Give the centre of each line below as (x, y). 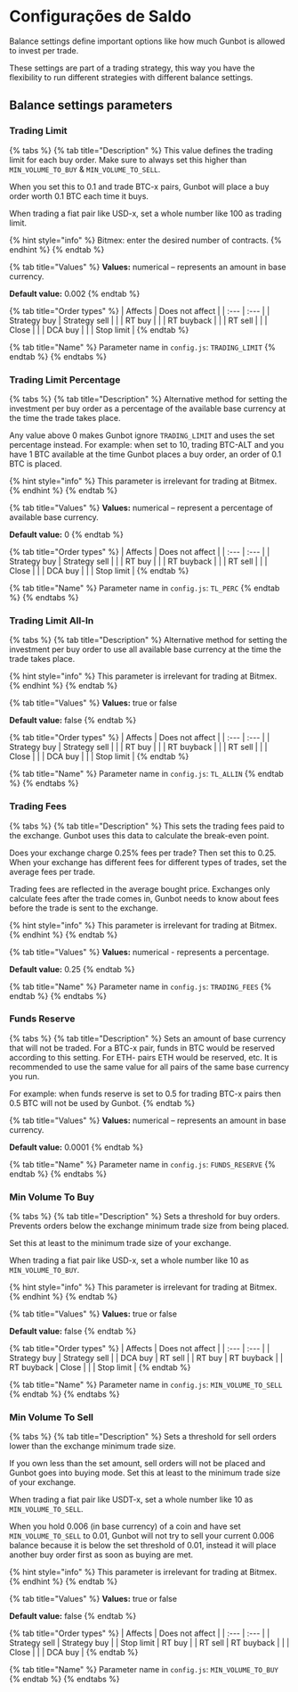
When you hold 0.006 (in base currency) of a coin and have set (125, 1526)
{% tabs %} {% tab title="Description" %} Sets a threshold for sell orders (143, 1437)
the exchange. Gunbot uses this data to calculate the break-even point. (139, 835)
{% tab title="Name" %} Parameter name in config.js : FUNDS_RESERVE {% (142, 1164)
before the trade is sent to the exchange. (84, 908)
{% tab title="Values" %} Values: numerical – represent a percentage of (141, 508)
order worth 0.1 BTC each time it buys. (79, 196)
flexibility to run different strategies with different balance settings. (131, 77)
